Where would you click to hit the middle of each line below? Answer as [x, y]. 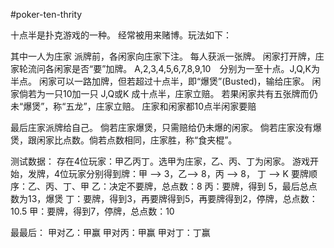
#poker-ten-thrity [46, 14]
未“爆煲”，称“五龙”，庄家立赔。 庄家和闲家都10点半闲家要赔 [133, 106]
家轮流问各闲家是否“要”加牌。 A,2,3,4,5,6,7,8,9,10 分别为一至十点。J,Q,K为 [165, 68]
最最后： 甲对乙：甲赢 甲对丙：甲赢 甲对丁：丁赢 [110, 232]
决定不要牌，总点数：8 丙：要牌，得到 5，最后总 [208, 186]
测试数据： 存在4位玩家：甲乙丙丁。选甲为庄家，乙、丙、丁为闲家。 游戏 [160, 161]
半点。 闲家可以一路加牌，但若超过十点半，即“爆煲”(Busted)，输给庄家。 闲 [166, 81]
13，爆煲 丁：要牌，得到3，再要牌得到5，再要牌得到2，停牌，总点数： [172, 198]
